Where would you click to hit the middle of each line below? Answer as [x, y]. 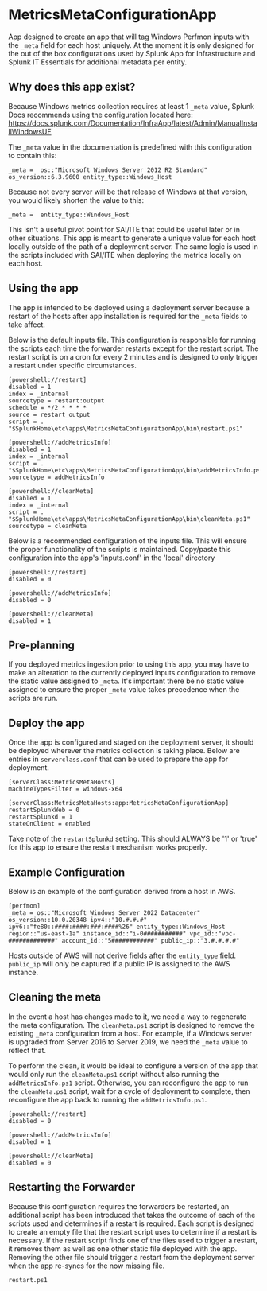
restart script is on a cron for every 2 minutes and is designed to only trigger [133, 356]
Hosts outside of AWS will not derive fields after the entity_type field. [122, 955]
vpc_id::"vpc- [213, 934]
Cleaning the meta [55, 997]
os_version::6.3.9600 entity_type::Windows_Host [90, 177]
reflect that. [27, 1050]
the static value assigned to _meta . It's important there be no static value [126, 681]
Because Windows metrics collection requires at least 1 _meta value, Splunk [131, 106]
